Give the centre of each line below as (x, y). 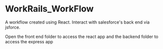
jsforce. (13, 27)
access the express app (29, 41)
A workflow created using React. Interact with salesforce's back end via (78, 22)
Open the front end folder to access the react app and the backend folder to (82, 37)
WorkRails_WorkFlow (49, 9)
